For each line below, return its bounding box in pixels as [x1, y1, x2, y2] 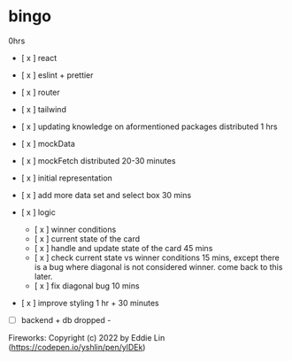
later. [34, 271, 53, 281]
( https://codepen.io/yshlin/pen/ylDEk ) [8, 342, 146, 352]
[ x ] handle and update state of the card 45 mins [34, 242, 213, 253]
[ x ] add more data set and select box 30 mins [20, 189, 192, 200]
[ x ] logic [20, 206, 57, 218]
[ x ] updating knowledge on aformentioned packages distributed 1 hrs [20, 121, 278, 132]
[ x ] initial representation [20, 173, 112, 183]
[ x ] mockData [20, 138, 76, 149]
